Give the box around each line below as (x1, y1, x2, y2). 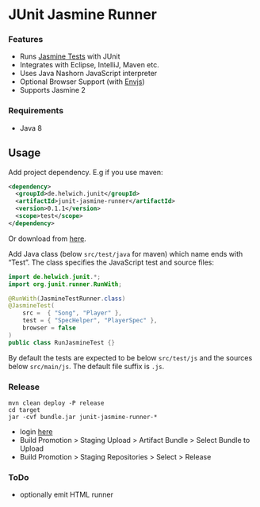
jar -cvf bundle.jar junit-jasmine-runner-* (8, 414, 158, 421)
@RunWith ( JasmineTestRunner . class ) (8, 295, 126, 303)
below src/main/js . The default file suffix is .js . (8, 361, 165, 371)
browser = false (22, 324, 77, 332)
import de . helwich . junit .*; (8, 273, 101, 280)
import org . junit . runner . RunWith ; (8, 280, 123, 288)
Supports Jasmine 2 (19, 86, 86, 95)
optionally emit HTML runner (19, 490, 113, 500)
